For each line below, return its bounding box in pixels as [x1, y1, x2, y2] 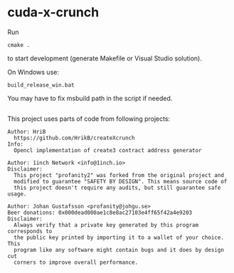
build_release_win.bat [7, 81, 75, 89]
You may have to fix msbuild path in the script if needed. [7, 94, 173, 102]
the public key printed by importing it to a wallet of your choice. [14, 234, 224, 242]
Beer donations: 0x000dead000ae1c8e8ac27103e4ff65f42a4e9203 [7, 209, 193, 217]
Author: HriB [7, 129, 46, 136]
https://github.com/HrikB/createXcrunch [14, 134, 135, 142]
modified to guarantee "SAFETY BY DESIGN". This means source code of [14, 178, 228, 186]
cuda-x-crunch [7, 4, 100, 21]
